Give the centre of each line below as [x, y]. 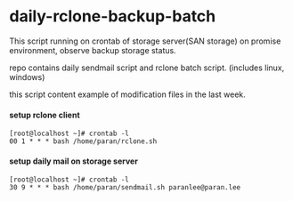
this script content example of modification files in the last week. [128, 94]
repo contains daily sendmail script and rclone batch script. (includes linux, [147, 68]
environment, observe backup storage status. [93, 50]
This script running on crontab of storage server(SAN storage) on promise [145, 41]
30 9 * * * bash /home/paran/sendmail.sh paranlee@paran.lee [125, 188]
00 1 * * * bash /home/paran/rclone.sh [83, 141]
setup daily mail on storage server [73, 161]
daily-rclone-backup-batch [113, 16]
